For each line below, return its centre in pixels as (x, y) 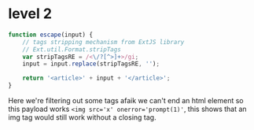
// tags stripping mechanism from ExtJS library (103, 42)
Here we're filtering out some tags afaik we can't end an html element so (126, 101)
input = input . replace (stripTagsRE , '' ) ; (91, 64)
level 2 (30, 14)
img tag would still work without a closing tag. (82, 117)
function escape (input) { (50, 35)
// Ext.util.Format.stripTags (72, 49)
